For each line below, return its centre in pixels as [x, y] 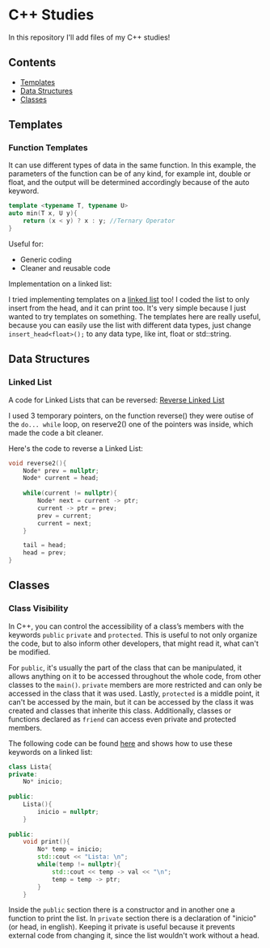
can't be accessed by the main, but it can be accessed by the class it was [131, 702]
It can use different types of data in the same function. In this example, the [132, 165]
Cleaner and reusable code [65, 268]
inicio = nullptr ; [68, 811]
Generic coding [46, 259]
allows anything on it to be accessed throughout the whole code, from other [135, 676]
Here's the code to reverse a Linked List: [76, 448]
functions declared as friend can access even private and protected [122, 719]
